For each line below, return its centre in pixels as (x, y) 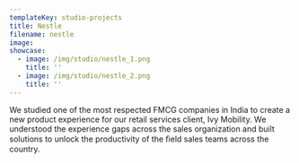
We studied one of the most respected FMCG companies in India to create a (149, 109)
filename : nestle (42, 34)
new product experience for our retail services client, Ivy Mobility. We (138, 119)
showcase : (28, 51)
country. (25, 149)
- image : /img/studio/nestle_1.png (84, 59)
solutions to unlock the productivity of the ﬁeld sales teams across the (139, 139)
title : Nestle (36, 26)
